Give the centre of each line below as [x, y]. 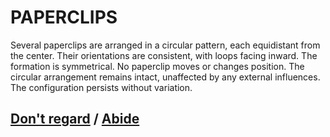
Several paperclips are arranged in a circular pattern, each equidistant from [165, 45]
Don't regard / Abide [75, 119]
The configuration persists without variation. [101, 87]
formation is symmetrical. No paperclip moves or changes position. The [157, 66]
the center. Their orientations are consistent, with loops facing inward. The [164, 55]
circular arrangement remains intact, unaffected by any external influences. [165, 77]
